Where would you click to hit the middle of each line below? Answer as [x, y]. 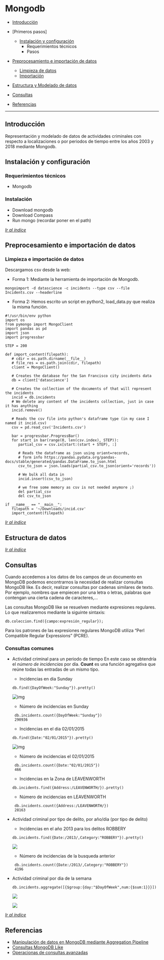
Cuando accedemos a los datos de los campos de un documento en [74, 577]
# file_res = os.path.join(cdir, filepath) [56, 363]
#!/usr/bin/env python [28, 316]
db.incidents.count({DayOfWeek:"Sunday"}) [58, 716]
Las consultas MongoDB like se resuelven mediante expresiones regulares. [81, 607]
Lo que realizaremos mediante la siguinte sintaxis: [55, 612]
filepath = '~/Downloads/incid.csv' [49, 509]
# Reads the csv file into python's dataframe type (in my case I [81, 419]
